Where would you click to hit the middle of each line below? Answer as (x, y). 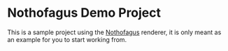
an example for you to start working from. (67, 39)
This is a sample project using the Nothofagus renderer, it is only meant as (114, 32)
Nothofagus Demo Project (84, 13)
